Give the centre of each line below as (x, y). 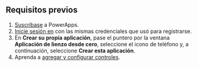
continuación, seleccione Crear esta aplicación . (75, 51)
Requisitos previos (42, 10)
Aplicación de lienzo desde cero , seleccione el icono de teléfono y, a (101, 44)
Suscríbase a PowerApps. (47, 24)
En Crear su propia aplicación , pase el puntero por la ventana (92, 37)
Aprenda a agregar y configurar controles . (67, 57)
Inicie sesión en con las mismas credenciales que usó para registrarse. (103, 31)
